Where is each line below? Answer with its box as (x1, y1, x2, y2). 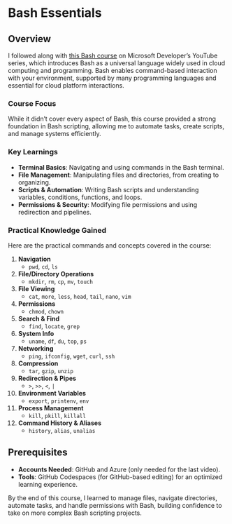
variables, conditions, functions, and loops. (17, 193, 143, 201)
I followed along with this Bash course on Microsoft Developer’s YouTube (8, 51, 218, 60)
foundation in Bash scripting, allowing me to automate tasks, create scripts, (8, 122, 225, 130)
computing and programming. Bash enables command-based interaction (8, 67, 217, 74)
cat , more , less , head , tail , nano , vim (28, 292, 131, 300)
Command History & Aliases (17, 419, 102, 427)
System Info (17, 329, 55, 337)
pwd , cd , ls (28, 262, 58, 271)
